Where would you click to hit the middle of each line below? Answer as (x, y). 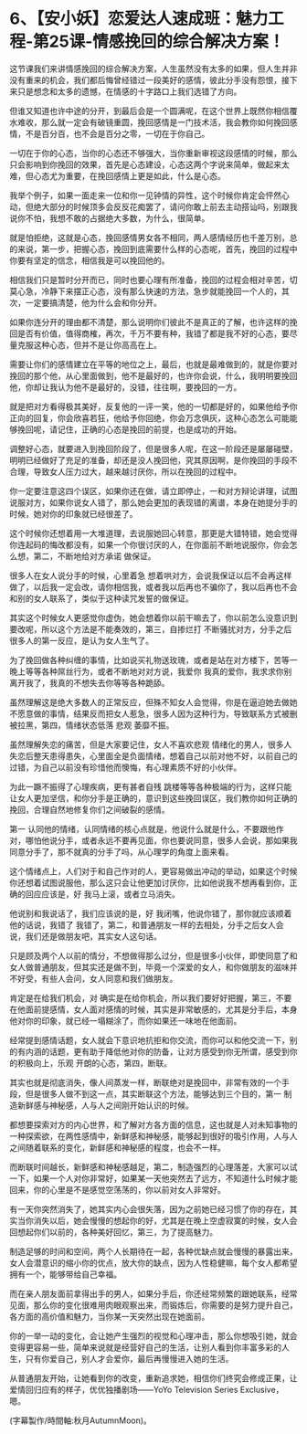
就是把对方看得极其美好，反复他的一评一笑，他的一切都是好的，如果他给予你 (153, 406)
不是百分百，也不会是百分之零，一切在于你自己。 (117, 133)
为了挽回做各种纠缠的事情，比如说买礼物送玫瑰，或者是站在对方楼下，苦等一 (153, 659)
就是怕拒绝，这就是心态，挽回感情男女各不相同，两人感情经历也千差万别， (149, 237)
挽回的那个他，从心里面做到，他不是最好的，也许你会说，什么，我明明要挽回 (153, 375)
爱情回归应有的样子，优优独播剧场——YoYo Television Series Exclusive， (147, 1389)
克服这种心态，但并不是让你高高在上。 (89, 344)
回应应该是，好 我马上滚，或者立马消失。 (102, 894)
